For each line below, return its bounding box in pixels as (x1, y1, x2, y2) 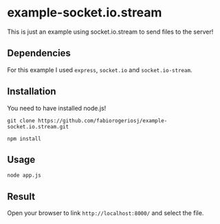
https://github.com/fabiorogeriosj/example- (37, 117, 168, 124)
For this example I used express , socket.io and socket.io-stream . (7, 65, 192, 74)
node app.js (7, 172, 41, 179)
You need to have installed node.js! (7, 104, 107, 112)
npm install (7, 135, 41, 142)
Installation (7, 86, 56, 98)
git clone (7, 117, 36, 124)
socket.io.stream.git (7, 123, 69, 130)
